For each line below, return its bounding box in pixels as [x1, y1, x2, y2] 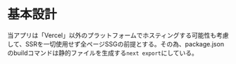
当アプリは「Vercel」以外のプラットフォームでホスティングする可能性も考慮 [7, 31, 229, 39]
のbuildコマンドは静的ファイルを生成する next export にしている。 [7, 49, 199, 57]
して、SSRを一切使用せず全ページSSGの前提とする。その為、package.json [7, 39, 224, 48]
